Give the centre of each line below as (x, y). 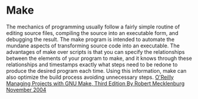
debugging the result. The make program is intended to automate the (90, 39)
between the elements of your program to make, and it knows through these (99, 58)
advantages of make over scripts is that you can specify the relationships (95, 52)
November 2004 (26, 90)
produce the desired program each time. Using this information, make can (96, 71)
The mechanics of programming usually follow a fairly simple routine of (93, 27)
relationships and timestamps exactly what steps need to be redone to (92, 64)
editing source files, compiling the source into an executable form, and (92, 33)
